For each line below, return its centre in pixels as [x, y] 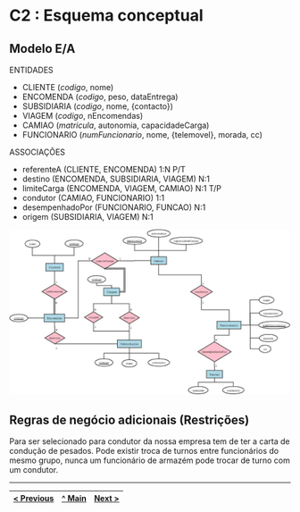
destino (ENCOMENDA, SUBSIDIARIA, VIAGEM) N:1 [116, 179]
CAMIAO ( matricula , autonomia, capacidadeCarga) [116, 125]
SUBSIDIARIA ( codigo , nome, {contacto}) [98, 106]
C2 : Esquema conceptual [106, 16]
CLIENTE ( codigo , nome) [68, 87]
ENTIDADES [31, 70]
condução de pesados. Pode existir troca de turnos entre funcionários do [144, 451]
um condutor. [34, 470]
